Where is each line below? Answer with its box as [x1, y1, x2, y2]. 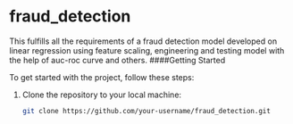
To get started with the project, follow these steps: [9, 71, 195, 82]
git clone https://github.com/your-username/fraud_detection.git [21, 106, 271, 115]
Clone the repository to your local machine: [21, 89, 181, 100]
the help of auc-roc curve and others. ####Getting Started [9, 54, 226, 65]
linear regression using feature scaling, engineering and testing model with [9, 45, 285, 55]
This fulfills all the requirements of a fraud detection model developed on [9, 36, 278, 46]
